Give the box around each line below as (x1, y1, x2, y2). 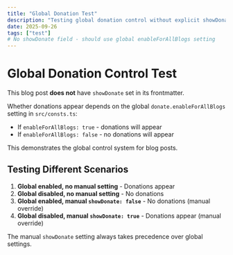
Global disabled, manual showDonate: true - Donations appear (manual (17, 211, 222, 220)
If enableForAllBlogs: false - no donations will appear (17, 130, 175, 139)
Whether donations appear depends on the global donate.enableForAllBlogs (7, 102, 226, 111)
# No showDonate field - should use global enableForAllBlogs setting (7, 36, 216, 43)
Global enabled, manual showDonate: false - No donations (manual (17, 197, 210, 205)
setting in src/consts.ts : (7, 109, 78, 118)
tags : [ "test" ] (7, 29, 51, 37)
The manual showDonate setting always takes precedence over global (7, 232, 203, 240)
